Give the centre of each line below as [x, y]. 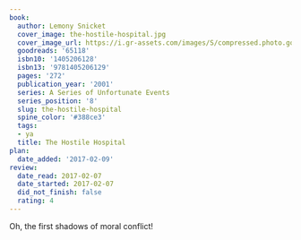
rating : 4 [35, 201]
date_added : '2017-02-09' [66, 159]
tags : [28, 126]
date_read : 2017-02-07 [60, 176]
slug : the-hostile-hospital [70, 109]
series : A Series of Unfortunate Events [94, 92]
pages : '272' [42, 76]
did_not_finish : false [60, 193]
